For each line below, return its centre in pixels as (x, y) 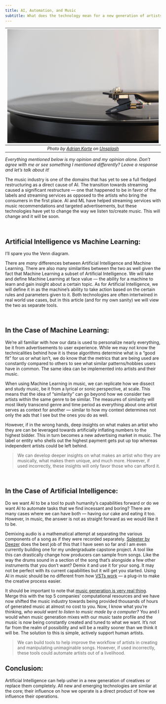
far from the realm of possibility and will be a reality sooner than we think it (81, 627)
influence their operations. (32, 696)
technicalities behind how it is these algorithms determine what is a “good (80, 353)
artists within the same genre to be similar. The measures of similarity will (80, 399)
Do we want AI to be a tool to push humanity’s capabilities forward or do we (82, 503)
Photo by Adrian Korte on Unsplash (83, 148)
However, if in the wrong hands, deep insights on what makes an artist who (82, 425)
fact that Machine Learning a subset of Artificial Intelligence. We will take (79, 274)
